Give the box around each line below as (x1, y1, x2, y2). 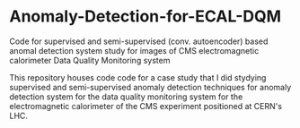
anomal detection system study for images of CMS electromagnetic (9, 45, 260, 55)
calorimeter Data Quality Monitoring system (9, 55, 171, 65)
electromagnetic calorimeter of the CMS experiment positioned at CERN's (9, 100, 283, 111)
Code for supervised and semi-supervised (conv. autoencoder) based (9, 36, 269, 47)
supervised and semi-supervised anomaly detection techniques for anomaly (9, 81, 292, 92)
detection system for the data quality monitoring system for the (9, 91, 243, 102)
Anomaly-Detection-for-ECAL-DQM (9, 6, 281, 27)
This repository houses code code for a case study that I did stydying (9, 72, 267, 82)
